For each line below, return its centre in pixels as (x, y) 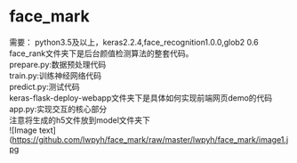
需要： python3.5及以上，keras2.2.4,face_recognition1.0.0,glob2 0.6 (134, 42)
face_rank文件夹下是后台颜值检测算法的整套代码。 (101, 53)
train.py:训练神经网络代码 (56, 75)
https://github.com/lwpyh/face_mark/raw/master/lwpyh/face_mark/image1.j (150, 139)
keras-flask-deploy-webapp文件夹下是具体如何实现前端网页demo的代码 (141, 98)
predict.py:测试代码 (44, 86)
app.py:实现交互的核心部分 (58, 109)
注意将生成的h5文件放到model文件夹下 (80, 120)
